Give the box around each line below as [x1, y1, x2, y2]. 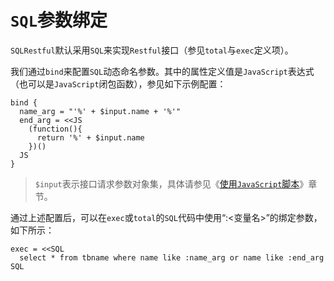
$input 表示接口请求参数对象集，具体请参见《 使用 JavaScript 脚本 [34, 177, 300, 190]
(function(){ [28, 124, 83, 134]
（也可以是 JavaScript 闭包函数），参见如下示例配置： [10, 77, 227, 90]
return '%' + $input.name [36, 132, 145, 143]
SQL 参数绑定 [10, 9, 108, 32]
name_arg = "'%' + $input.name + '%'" [19, 106, 182, 116]
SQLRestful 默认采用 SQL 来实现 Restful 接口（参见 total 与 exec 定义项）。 [10, 44, 294, 56]
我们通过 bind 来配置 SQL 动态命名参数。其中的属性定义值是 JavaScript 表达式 [10, 65, 315, 77]
